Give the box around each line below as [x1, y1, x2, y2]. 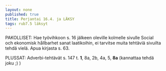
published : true [5, 12, 39, 17]
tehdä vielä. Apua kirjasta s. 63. [5, 45, 70, 51]
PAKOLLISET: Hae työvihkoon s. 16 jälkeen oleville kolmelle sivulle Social [5, 35, 154, 41]
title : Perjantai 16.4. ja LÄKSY [5, 16, 75, 21]
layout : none [5, 7, 32, 12]
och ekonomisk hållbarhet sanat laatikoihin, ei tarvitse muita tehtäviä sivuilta [5, 40, 161, 46]
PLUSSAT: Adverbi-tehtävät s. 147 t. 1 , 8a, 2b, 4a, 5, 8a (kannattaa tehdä [5, 55, 154, 61]
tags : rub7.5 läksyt [5, 21, 48, 26]
